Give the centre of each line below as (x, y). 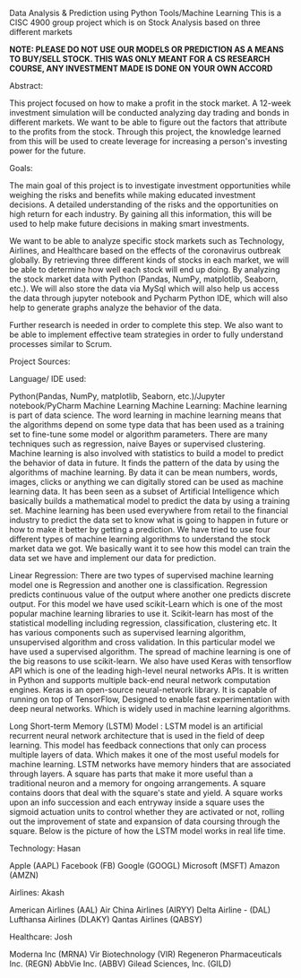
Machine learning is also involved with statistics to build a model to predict (146, 453)
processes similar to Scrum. (60, 344)
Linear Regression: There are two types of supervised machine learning (142, 576)
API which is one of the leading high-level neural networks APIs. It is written (149, 671)
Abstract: (26, 86)
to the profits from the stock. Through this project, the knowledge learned (145, 132)
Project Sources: (40, 361)
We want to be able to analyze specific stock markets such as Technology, (147, 241)
